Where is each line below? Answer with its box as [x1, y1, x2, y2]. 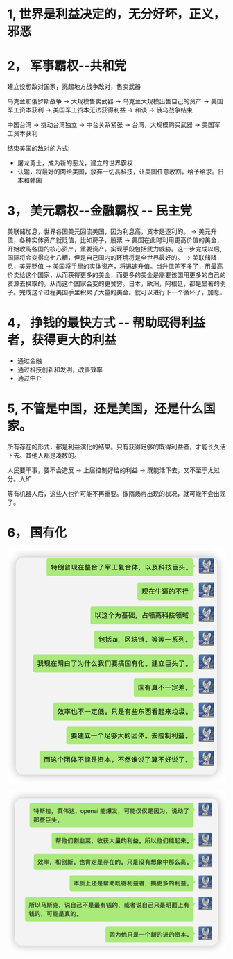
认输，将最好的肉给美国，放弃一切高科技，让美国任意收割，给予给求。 [17, 167, 218, 176]
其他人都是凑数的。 [25, 451, 80, 459]
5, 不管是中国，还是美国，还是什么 [7, 401, 203, 417]
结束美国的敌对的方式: [7, 144, 71, 153]
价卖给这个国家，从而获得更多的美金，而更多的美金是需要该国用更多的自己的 [7, 271, 226, 279]
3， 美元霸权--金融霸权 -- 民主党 [7, 203, 193, 219]
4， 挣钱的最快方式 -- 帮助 [7, 315, 157, 331]
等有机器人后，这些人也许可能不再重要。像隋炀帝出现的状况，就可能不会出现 [7, 489, 226, 497]
